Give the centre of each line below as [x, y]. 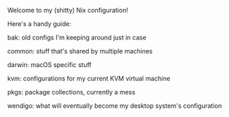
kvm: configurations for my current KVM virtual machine [89, 78]
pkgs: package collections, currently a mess [72, 92]
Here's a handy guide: [39, 24]
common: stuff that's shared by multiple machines [80, 51]
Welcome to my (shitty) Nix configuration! [68, 10]
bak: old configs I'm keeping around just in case [77, 37]
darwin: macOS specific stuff [49, 65]
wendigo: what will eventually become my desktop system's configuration [114, 106]
